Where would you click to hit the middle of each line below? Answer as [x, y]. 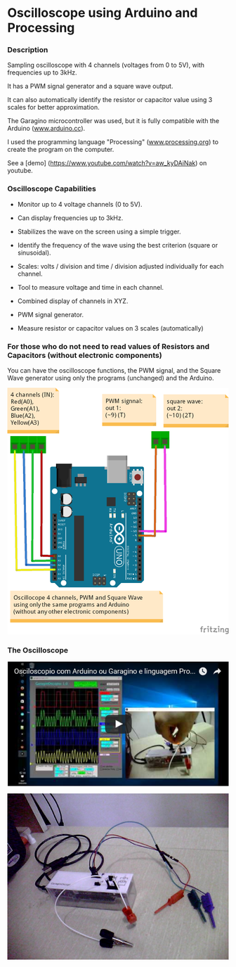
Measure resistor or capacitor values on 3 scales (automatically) [110, 328]
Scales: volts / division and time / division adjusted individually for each [120, 266]
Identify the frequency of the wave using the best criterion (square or [118, 245]
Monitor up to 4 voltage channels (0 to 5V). [80, 204]
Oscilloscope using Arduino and [103, 13]
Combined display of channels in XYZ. [73, 301]
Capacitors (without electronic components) [85, 355]
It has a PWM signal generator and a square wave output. [90, 87]
